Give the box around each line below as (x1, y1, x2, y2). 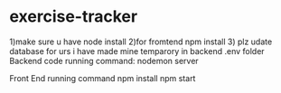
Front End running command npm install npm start (9, 72, 196, 83)
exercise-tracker (9, 6, 138, 27)
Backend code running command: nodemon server (9, 55, 199, 66)
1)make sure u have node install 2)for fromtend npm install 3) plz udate (9, 36, 273, 47)
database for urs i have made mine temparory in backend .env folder (9, 45, 265, 56)
